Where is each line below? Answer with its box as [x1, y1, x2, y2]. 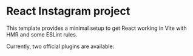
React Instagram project [6, 4, 130, 18]
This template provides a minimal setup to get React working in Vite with [6, 24, 187, 32]
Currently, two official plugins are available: [6, 43, 115, 50]
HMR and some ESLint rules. [6, 30, 78, 38]
